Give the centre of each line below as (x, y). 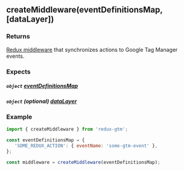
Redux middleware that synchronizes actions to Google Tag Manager (92, 49)
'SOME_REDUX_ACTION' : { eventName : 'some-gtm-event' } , (86, 146)
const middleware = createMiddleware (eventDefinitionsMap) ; (84, 162)
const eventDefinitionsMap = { (46, 140)
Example (19, 117)
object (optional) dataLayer (42, 101)
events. (15, 56)
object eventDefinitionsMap (42, 86)
